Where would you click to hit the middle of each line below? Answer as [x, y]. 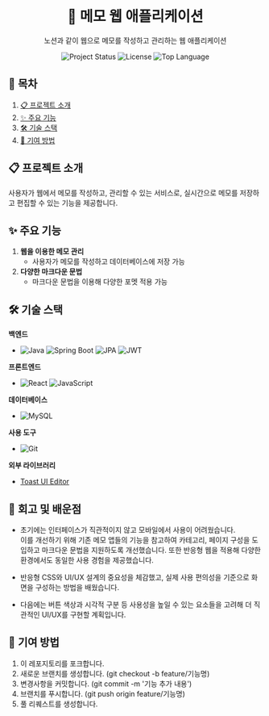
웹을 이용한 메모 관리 [52, 252]
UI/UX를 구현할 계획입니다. [84, 615]
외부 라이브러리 [32, 466]
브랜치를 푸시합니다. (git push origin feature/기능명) [102, 693]
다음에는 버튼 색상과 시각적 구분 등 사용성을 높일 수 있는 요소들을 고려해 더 [136, 605]
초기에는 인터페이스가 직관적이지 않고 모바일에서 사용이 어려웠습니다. [128, 530]
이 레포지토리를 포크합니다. [62, 664]
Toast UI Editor [45, 482]
